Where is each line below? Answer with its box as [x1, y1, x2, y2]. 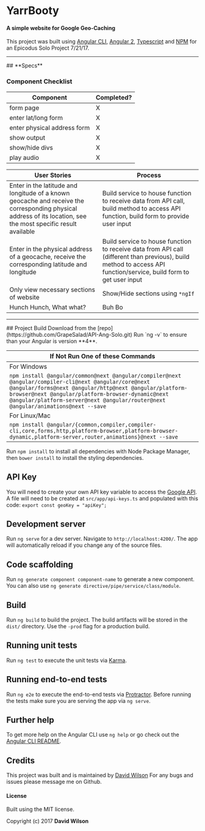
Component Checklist [6, 77, 73, 86]
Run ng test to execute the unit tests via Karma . [6, 656, 127, 664]
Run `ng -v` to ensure [133, 331, 187, 338]
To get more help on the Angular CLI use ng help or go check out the [6, 731, 179, 739]
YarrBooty [6, 4, 59, 18]
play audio [9, 153, 40, 162]
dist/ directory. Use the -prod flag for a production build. [6, 622, 150, 630]
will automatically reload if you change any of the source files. [6, 541, 162, 549]
